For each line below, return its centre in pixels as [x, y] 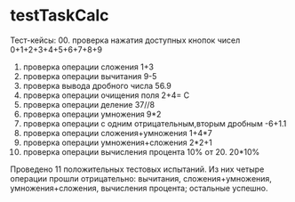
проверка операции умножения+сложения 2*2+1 [117, 142]
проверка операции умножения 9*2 [92, 114]
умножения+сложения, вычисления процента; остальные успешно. [140, 188]
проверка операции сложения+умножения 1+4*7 [117, 133]
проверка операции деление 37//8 [88, 104]
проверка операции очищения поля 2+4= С [106, 95]
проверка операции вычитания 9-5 [90, 76]
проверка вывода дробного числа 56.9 [97, 85]
